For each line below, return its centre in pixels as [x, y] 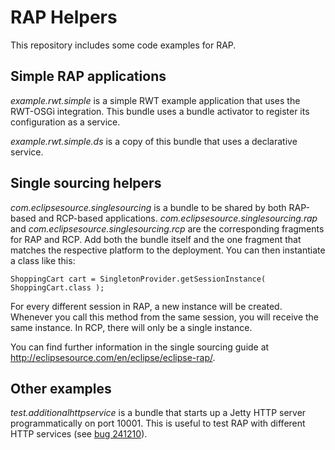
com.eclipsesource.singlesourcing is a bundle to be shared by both [148, 207]
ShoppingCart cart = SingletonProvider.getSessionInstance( [138, 279]
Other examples [61, 388]
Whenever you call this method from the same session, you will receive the [165, 317]
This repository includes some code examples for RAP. [123, 45]
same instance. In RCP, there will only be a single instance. [131, 327]
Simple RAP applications [88, 76]
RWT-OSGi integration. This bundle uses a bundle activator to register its [160, 111]
